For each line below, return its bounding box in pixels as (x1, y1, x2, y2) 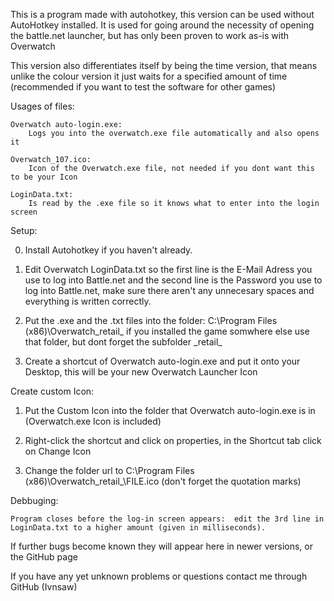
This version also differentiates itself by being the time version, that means (10, 60, 318, 71)
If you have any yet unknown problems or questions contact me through (10, 570, 308, 582)
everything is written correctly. (24, 295, 152, 307)
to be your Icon (10, 172, 78, 182)
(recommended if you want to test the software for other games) (10, 81, 277, 93)
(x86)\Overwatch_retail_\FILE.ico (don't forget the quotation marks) (24, 475, 302, 487)
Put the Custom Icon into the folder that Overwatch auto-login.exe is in (24, 405, 316, 416)
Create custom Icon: (10, 385, 95, 397)
